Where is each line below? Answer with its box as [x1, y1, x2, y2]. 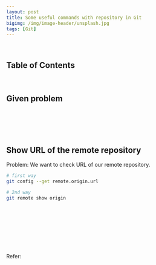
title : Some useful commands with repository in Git [6, 15, 142, 21]
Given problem [6, 93, 63, 104]
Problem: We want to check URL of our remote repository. [6, 161, 151, 169]
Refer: [6, 253, 22, 260]
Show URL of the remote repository [6, 145, 141, 155]
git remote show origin [6, 195, 67, 201]
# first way [6, 173, 36, 179]
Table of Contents [6, 60, 76, 70]
